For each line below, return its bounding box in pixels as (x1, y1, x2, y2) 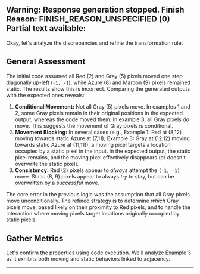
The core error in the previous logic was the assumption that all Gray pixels (6, 190, 190, 198)
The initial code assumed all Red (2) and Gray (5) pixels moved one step (6, 72, 183, 79)
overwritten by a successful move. (14, 179, 100, 186)
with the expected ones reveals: (6, 91, 85, 98)
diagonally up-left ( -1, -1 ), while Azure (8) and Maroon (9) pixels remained (6, 79, 190, 86)
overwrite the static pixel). (14, 160, 79, 167)
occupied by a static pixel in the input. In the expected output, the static (14, 147, 190, 155)
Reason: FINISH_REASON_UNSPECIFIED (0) (6, 14, 171, 24)
